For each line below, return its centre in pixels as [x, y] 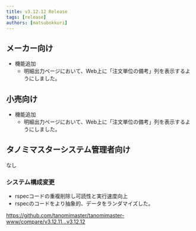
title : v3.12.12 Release [37, 12]
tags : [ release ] [26, 17]
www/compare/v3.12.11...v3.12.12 [46, 222]
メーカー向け [30, 48]
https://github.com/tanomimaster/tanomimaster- [65, 216]
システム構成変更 [31, 182]
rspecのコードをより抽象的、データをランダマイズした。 [84, 204]
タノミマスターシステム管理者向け [68, 150]
